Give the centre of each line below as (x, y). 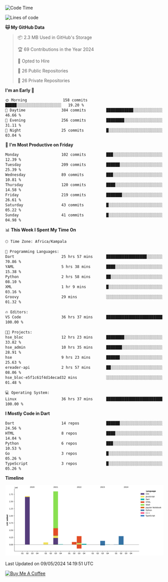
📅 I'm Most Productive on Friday (39, 145)
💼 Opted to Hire (34, 61)
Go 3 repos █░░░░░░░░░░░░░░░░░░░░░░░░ (84, 454)
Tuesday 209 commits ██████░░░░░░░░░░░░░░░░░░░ (84, 165)
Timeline (15, 478)
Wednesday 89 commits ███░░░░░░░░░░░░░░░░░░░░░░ (84, 175)
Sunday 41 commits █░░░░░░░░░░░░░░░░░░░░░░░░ (84, 215)
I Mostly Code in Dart (28, 413)
